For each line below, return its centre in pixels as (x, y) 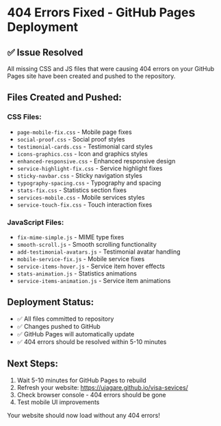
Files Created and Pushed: (64, 97)
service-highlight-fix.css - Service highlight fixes (90, 168)
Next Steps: (32, 364)
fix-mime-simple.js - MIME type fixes (70, 237)
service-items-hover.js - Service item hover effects (91, 266)
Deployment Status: (51, 302)
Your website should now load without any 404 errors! (84, 415)
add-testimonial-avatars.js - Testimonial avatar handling (99, 252)
